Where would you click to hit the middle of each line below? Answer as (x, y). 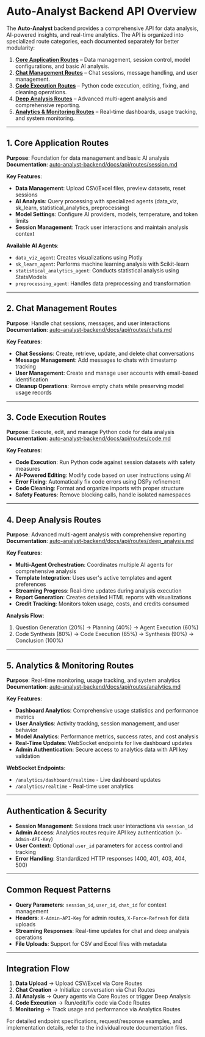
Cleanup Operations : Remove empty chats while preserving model (99, 386)
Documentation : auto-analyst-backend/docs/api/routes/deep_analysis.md (100, 541)
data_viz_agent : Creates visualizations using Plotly (79, 257)
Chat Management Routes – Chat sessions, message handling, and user (106, 72)
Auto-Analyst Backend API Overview (102, 11)
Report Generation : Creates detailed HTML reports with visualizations (103, 597)
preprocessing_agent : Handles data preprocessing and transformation (103, 283)
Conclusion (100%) (39, 640)
